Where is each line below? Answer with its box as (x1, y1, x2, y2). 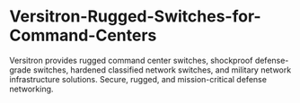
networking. (9, 83, 54, 94)
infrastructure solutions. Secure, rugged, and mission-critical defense (9, 73, 268, 84)
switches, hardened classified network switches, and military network (32, 64, 292, 75)
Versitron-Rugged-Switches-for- (9, 6, 262, 27)
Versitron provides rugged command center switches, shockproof (9, 55, 253, 65)
